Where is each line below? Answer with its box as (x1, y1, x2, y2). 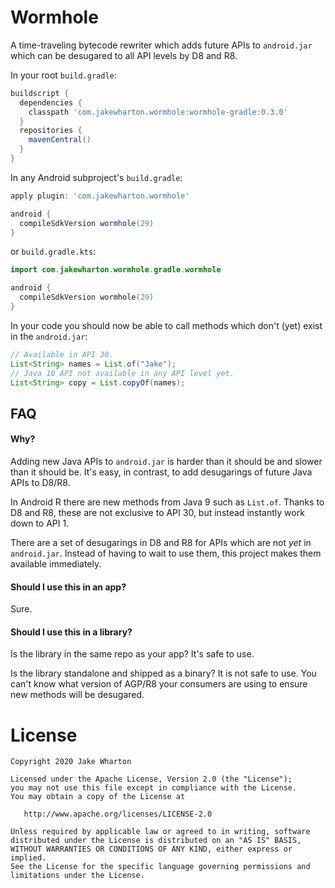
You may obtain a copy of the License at (10, 792, 186, 802)
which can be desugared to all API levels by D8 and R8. (10, 49, 238, 61)
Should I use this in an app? (10, 581, 127, 593)
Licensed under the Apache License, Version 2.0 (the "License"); (10, 774, 293, 785)
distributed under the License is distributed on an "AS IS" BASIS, (10, 836, 302, 846)
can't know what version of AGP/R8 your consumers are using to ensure (10, 678, 308, 690)
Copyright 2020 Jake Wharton (10, 757, 132, 767)
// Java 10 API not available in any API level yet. (10, 368, 235, 378)
